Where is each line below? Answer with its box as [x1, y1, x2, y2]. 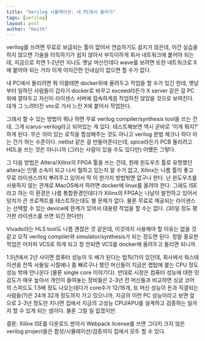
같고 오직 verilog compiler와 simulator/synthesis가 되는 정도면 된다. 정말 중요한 [6, 233, 199, 240]
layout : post [6, 20, 40, 26]
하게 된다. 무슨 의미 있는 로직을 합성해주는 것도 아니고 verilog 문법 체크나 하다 [6, 131, 192, 138]
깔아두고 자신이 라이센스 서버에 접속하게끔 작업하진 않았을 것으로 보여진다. [17, 95, 195, 102]
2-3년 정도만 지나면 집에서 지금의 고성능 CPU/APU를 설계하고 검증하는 [17, 299, 187, 307]
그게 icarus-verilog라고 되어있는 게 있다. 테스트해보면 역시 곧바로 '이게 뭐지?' [14, 123, 199, 130]
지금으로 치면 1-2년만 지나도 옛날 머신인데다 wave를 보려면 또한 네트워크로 [14, 59, 192, 66]
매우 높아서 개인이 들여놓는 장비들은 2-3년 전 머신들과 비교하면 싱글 [22, 276, 184, 284]
